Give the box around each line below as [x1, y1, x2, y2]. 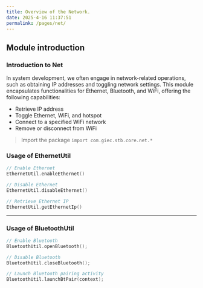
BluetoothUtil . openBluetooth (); [6, 243, 88, 249]
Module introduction [6, 42, 85, 53]
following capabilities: [6, 94, 60, 101]
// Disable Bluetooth [6, 254, 61, 260]
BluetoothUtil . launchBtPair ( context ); [6, 277, 104, 283]
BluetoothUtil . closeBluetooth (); [6, 260, 91, 266]
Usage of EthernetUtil [6, 151, 71, 160]
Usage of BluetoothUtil [6, 224, 74, 232]
